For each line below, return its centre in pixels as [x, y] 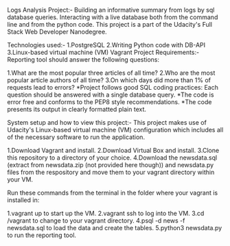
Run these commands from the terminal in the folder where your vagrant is [113, 193]
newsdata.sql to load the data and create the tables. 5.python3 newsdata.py [115, 228]
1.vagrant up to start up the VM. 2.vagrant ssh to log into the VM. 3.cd [106, 213]
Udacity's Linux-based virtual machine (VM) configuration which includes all [115, 130]
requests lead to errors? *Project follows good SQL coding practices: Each [113, 87]
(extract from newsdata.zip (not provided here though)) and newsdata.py [111, 165]
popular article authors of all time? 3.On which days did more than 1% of [109, 80]
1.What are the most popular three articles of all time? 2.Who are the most [111, 73]
